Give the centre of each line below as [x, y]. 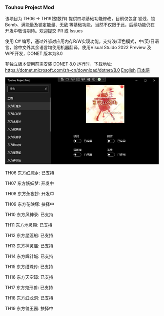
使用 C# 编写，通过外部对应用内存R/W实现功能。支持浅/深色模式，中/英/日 [80, 41]
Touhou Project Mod [30, 7]
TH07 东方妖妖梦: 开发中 [30, 183]
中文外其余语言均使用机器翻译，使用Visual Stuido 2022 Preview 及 [84, 48]
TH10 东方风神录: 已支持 [29, 214]
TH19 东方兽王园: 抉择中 [29, 308]
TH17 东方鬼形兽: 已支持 [29, 287]
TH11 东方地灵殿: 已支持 [29, 225]
